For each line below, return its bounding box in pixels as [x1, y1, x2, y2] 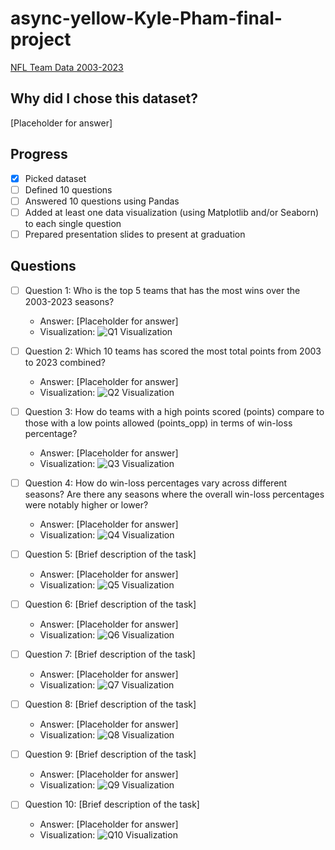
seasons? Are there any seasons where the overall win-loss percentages [24, 488, 325, 500]
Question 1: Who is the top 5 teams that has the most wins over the [24, 284, 301, 296]
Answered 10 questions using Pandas [24, 195, 180, 207]
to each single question [24, 217, 122, 229]
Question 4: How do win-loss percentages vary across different [24, 477, 288, 489]
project [10, 28, 72, 51]
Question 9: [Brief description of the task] [24, 748, 197, 761]
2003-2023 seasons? [24, 295, 115, 307]
